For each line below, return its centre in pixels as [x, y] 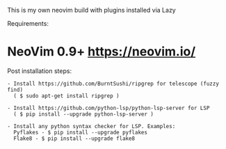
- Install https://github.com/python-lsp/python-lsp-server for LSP [108, 108]
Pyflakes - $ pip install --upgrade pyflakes [81, 132]
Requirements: [28, 23]
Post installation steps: [39, 71]
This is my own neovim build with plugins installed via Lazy [91, 10]
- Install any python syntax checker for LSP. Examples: [91, 126]
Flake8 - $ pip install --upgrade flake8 [74, 139]
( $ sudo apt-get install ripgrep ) [66, 96]
